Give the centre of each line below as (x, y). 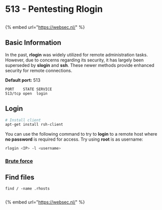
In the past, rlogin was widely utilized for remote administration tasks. (77, 54)
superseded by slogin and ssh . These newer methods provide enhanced (80, 65)
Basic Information (33, 43)
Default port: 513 (23, 80)
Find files (20, 177)
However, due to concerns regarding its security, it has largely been (75, 60)
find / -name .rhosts (28, 188)
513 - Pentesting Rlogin (54, 9)
